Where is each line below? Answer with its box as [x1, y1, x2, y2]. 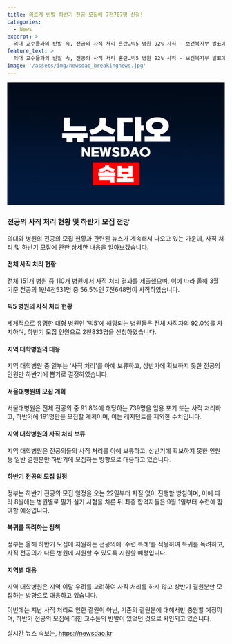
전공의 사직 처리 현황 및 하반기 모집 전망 [7, 217, 130, 227]
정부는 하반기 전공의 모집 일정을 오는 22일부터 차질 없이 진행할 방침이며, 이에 [7, 488, 213, 497]
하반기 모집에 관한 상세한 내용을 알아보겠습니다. [21, 243, 149, 251]
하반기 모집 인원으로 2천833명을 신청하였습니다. [27, 327, 157, 335]
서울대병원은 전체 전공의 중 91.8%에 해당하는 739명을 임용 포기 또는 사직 [7, 404, 203, 412]
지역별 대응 [7, 566, 37, 574]
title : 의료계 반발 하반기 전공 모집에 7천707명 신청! [7, 11, 144, 18]
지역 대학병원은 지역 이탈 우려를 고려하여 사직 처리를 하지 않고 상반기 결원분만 [7, 582, 215, 591]
